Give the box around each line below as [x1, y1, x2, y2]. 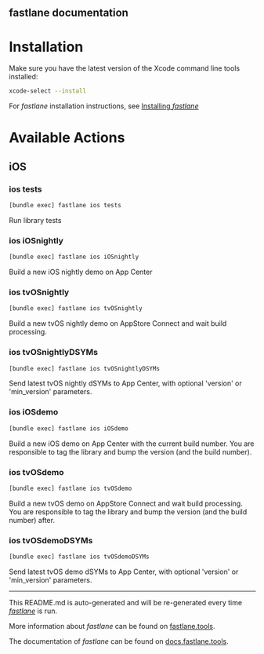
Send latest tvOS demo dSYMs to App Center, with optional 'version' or [9, 567, 239, 576]
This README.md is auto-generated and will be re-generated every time [9, 597, 242, 607]
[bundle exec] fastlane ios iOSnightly [9, 253, 139, 261]
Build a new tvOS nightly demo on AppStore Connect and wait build [9, 319, 227, 328]
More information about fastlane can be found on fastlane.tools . [9, 621, 215, 630]
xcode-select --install [9, 87, 87, 95]
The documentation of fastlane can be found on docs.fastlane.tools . [9, 636, 230, 646]
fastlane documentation [9, 6, 128, 20]
